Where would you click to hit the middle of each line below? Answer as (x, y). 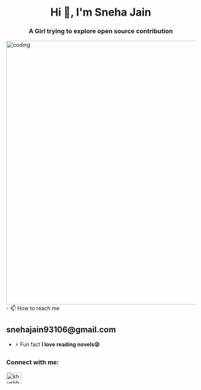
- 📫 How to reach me (33, 308)
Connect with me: (33, 362)
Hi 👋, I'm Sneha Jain (101, 12)
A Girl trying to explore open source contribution (101, 31)
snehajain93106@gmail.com (61, 329)
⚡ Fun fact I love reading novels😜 (57, 344)
